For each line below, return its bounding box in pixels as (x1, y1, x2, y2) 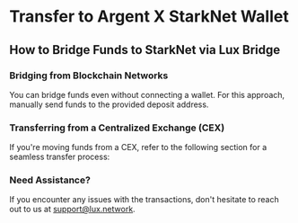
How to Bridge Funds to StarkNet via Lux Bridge (9, 42, 281, 58)
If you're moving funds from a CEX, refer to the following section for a (9, 142, 267, 153)
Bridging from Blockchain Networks (9, 69, 169, 82)
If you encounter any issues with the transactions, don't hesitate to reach (9, 194, 280, 205)
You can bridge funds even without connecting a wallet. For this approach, (9, 89, 285, 100)
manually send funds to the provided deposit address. (9, 99, 209, 110)
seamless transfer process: (9, 151, 110, 163)
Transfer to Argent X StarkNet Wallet (9, 6, 289, 27)
